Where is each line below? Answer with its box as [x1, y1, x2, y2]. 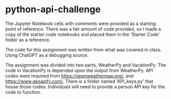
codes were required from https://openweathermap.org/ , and [5, 72, 134, 79]
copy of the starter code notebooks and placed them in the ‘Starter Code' [5, 31, 160, 37]
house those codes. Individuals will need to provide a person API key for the [5, 83, 165, 90]
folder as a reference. [5, 37, 51, 43]
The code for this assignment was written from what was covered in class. [5, 46, 162, 53]
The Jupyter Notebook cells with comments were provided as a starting [5, 20, 156, 27]
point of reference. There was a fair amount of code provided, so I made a [5, 26, 161, 32]
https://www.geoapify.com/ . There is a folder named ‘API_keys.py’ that [5, 78, 154, 84]
